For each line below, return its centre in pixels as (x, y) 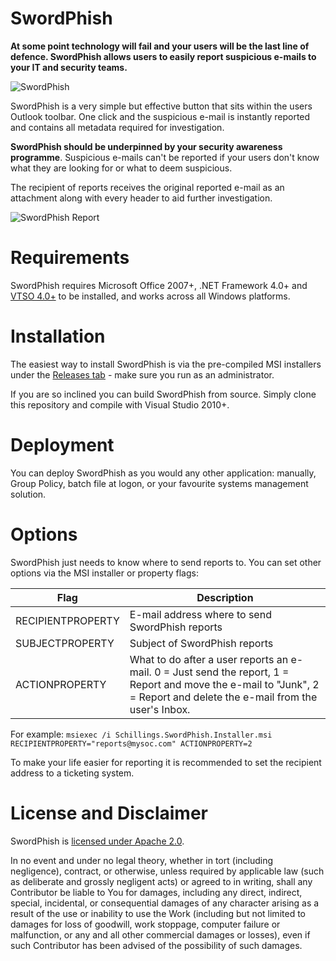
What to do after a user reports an (209, 659)
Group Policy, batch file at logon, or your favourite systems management (159, 483)
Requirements (70, 258)
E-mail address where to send (200, 614)
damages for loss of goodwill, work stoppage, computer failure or (145, 924)
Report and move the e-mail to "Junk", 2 (224, 684)
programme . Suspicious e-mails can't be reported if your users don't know (165, 157)
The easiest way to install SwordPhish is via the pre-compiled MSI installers (166, 364)
